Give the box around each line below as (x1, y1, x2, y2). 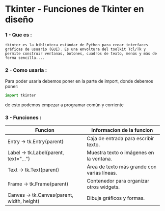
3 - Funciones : (5, 114, 42, 121)
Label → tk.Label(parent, (7, 149, 64, 156)
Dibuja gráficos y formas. (86, 194, 145, 201)
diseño (5, 14, 34, 25)
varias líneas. (86, 169, 117, 176)
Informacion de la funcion (91, 126, 153, 133)
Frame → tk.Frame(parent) (7, 181, 69, 187)
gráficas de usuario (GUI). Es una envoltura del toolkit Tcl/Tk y (5, 47, 146, 52)
